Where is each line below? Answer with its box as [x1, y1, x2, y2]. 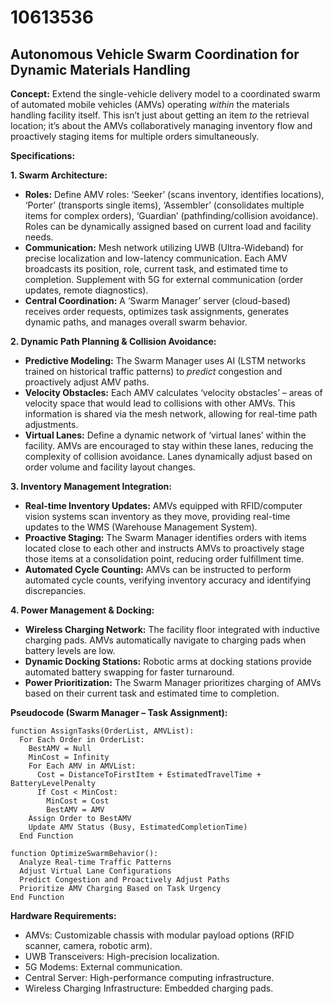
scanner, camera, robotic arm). [24, 940, 153, 951]
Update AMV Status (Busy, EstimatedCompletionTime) [28, 822, 248, 832]
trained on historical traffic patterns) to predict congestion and [24, 366, 283, 377]
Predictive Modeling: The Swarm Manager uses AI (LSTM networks [24, 355, 307, 366]
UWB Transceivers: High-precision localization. [24, 951, 220, 962]
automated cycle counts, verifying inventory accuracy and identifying [24, 574, 312, 586]
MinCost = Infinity [28, 752, 110, 762]
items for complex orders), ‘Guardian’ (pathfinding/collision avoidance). [24, 210, 319, 221]
